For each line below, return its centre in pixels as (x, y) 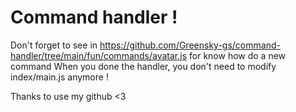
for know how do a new (238, 55)
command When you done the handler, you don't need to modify (143, 66)
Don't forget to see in (54, 45)
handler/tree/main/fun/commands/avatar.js (99, 55)
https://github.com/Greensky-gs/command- (190, 45)
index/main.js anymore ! (59, 77)
